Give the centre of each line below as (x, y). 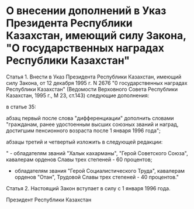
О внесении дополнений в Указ (86, 11)
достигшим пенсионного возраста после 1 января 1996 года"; (83, 131)
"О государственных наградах (85, 48)
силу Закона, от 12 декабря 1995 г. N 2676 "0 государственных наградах (97, 83)
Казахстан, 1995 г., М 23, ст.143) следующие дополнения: (78, 95)
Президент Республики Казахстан (49, 200)
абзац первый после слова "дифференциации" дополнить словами (90, 118)
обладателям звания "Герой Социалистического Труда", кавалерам (100, 170)
